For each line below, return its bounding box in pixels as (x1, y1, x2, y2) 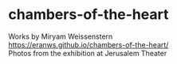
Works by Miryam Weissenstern (8, 32, 113, 41)
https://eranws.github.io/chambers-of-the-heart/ (8, 40, 169, 49)
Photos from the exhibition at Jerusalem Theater (8, 48, 167, 58)
